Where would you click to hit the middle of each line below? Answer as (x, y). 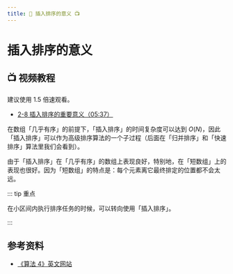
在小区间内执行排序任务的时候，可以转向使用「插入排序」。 (91, 208)
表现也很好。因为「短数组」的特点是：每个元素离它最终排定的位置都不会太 (114, 170)
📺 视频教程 (31, 78)
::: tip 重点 (22, 193)
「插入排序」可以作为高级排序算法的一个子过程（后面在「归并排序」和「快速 (117, 137)
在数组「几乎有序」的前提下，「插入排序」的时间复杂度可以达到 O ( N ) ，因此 (114, 129)
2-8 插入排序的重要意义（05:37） (65, 114)
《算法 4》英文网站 (45, 264)
